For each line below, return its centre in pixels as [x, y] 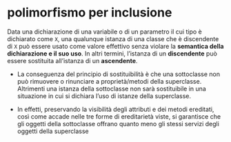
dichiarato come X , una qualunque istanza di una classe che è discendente [113, 38]
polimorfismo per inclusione [90, 13]
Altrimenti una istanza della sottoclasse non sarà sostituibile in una [112, 88]
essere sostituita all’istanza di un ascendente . [72, 60]
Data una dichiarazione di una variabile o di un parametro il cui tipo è [104, 32]
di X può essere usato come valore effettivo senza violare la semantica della [115, 46]
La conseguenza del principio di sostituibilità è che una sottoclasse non [119, 74]
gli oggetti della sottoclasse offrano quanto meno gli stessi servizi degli [118, 123]
